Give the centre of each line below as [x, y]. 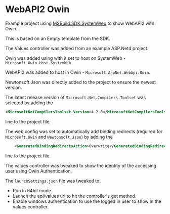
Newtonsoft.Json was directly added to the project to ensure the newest [80, 82]
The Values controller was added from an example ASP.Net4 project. [77, 48]
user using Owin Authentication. [39, 171]
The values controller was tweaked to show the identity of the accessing [81, 165]
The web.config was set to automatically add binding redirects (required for [84, 131]
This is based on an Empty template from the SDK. [58, 38]
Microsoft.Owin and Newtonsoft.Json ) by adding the [59, 137]
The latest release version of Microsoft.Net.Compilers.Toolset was [75, 97]
